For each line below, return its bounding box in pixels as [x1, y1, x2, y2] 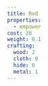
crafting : [7, 42, 36, 49]
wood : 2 [13, 49, 36, 56]
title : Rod [7, 10, 38, 17]
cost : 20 [7, 29, 32, 37]
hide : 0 [13, 62, 36, 69]
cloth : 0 [13, 55, 38, 62]
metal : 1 [13, 68, 38, 75]
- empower [13, 23, 41, 30]
